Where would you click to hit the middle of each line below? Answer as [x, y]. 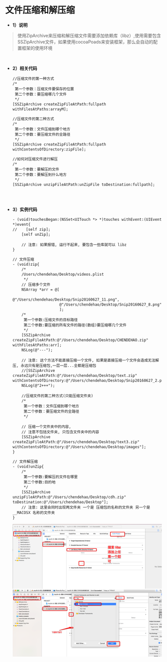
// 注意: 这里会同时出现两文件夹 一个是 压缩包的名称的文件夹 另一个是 [86, 507]
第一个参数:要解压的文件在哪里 [51, 477]
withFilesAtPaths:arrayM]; [40, 109]
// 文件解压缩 [25, 462]
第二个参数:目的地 [40, 482]
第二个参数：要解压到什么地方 [41, 174]
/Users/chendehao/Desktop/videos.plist [63, 274]
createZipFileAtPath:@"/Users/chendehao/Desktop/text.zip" [75, 375]
